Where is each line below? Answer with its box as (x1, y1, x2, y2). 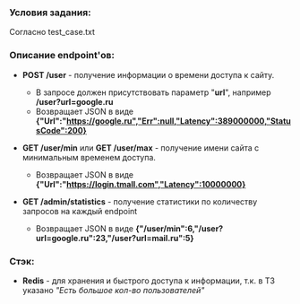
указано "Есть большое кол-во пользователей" (21, 284, 205, 295)
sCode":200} (35, 125, 87, 135)
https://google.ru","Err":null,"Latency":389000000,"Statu (65, 115, 291, 126)
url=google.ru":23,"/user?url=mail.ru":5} (35, 232, 194, 243)
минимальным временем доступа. (21, 152, 157, 162)
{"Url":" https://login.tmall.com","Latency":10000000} (35, 178, 246, 189)
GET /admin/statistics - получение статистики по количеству (21, 195, 258, 207)
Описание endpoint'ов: (9, 49, 115, 62)
